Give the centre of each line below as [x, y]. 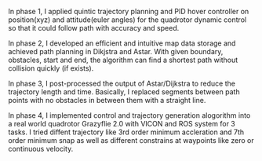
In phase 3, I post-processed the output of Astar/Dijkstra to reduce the [122, 83]
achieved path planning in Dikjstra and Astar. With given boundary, [116, 51]
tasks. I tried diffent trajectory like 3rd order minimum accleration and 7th [126, 132]
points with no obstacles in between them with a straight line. [107, 100]
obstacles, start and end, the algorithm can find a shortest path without [123, 60]
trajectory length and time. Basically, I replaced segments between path [124, 92]
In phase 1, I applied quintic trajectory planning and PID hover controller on [129, 11]
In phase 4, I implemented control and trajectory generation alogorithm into [129, 115]
